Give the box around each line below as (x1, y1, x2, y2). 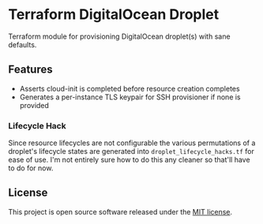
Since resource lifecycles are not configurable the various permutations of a (8, 138, 256, 147)
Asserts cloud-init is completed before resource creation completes (19, 84, 240, 93)
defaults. (8, 39, 37, 49)
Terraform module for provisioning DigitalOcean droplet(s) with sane (8, 32, 231, 41)
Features (8, 63, 53, 77)
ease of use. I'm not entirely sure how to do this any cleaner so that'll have (8, 155, 250, 165)
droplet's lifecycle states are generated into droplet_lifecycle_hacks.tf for (8, 147, 254, 156)
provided (19, 100, 50, 110)
